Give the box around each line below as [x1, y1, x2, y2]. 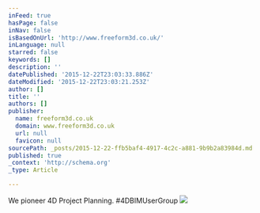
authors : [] [8, 100, 47, 108]
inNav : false [8, 26, 51, 34]
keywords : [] [8, 56, 51, 64]
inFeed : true [8, 11, 51, 20]
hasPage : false [8, 19, 58, 27]
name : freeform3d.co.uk [15, 115, 93, 123]
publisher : [8, 108, 44, 116]
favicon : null [15, 136, 62, 145]
